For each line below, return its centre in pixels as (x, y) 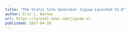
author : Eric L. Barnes (29, 14)
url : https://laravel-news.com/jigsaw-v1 (48, 18)
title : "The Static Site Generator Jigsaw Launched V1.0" (65, 9)
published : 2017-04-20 (28, 23)
